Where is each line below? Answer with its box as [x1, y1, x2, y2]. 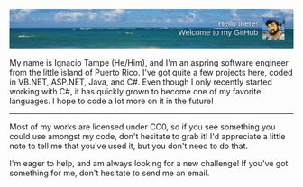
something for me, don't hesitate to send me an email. [9, 167, 210, 179]
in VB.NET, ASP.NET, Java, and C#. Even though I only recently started [9, 76, 272, 87]
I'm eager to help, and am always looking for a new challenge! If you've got [9, 158, 289, 169]
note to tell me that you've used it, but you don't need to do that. [9, 140, 248, 152]
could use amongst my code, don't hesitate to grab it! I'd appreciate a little [9, 131, 286, 142]
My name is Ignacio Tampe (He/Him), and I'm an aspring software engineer [9, 58, 289, 68]
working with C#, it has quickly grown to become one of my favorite [9, 86, 262, 97]
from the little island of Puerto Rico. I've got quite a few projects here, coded [9, 67, 293, 78]
